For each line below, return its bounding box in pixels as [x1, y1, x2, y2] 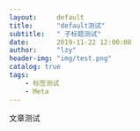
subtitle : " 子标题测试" [9, 29, 101, 38]
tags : [9, 71, 29, 80]
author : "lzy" [9, 46, 77, 55]
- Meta [25, 87, 49, 96]
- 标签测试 [25, 79, 60, 88]
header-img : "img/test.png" [9, 54, 113, 63]
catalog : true [9, 63, 62, 72]
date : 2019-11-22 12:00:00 [9, 37, 132, 47]
